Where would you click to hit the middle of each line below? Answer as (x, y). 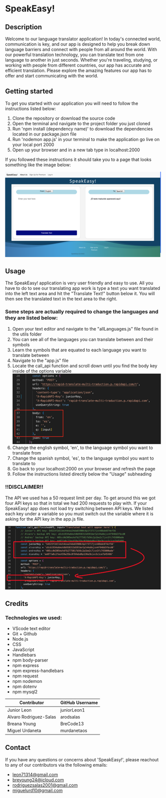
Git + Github (24, 634)
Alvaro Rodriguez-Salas (32, 717)
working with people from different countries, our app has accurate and (78, 65)
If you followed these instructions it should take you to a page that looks (78, 159)
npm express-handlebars (38, 670)
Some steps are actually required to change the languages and (82, 312)
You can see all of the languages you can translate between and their (83, 339)
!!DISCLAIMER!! (24, 487)
